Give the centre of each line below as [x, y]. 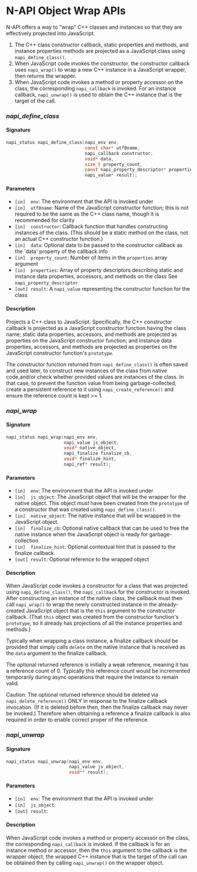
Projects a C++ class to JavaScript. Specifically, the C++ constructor [89, 322]
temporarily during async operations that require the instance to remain [92, 677]
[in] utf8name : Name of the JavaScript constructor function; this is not [101, 208]
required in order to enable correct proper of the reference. [78, 720]
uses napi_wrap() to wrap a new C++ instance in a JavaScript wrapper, [100, 69]
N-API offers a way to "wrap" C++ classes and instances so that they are [94, 27]
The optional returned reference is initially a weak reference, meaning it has [97, 665]
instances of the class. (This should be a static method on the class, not [101, 233]
